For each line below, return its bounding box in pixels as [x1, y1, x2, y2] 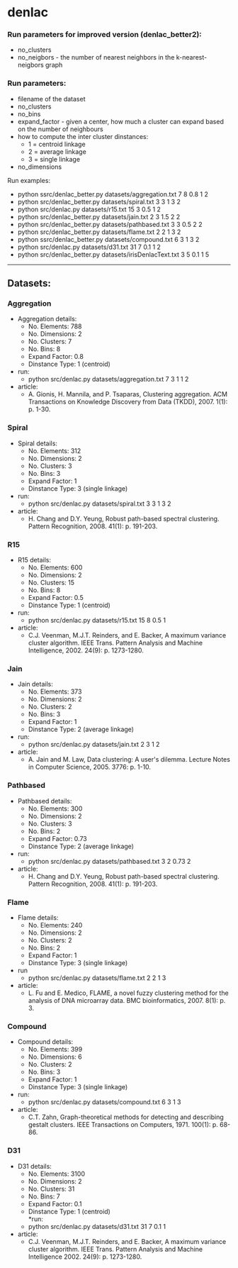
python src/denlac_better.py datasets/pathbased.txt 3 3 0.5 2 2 [17, 220, 203, 228]
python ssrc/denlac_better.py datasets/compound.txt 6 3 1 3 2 [17, 235, 200, 243]
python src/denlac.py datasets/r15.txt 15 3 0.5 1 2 [17, 205, 161, 213]
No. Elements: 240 [28, 921, 83, 929]
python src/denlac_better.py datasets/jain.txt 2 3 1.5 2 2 [17, 212, 181, 221]
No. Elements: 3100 [28, 1169, 85, 1178]
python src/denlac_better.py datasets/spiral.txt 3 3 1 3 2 [17, 197, 181, 206]
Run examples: [7, 176, 51, 184]
